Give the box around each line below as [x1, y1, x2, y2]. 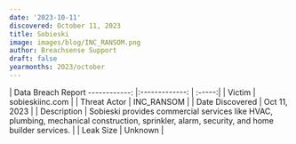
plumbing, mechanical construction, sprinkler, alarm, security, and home [9, 115, 274, 125]
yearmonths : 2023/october [9, 63, 105, 72]
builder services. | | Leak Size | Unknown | [9, 124, 164, 135]
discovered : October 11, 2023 [9, 21, 122, 30]
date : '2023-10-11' [9, 12, 82, 22]
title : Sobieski [9, 29, 69, 38]
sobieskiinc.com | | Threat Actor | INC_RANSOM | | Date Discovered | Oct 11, [9, 96, 288, 107]
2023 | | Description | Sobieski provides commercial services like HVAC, [9, 106, 274, 116]
